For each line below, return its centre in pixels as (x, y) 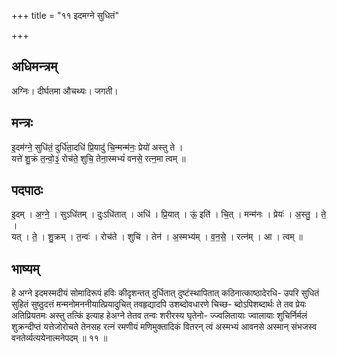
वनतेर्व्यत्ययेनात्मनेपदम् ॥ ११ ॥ (59, 338)
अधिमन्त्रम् (34, 66)
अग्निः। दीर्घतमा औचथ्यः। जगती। (65, 91)
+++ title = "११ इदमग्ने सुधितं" (65, 15)
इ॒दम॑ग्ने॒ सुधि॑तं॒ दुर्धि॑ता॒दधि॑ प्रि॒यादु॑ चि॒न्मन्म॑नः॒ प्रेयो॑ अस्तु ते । (97, 147)
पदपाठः (27, 190)
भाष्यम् (25, 268)
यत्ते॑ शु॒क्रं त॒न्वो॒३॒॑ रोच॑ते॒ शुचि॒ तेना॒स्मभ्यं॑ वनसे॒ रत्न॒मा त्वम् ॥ (98, 158)
